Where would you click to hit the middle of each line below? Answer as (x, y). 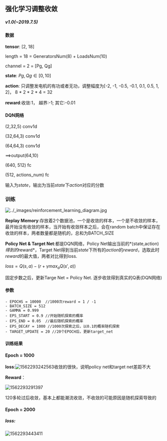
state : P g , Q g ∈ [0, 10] (28, 75)
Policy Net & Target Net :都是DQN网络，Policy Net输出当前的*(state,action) (82, 244)
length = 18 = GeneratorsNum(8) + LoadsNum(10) (56, 56)
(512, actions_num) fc (27, 175)
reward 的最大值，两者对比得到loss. (41, 256)
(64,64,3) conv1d (23, 146)
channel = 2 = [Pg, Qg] (29, 66)
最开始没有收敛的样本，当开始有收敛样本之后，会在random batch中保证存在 (83, 227)
